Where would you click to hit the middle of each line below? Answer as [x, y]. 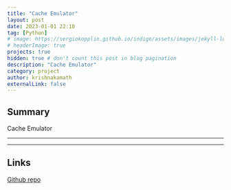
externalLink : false [37, 84]
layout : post [26, 20]
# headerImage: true [37, 45]
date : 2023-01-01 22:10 [41, 26]
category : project [33, 71]
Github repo [24, 179]
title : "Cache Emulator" [43, 13]
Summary [29, 112]
